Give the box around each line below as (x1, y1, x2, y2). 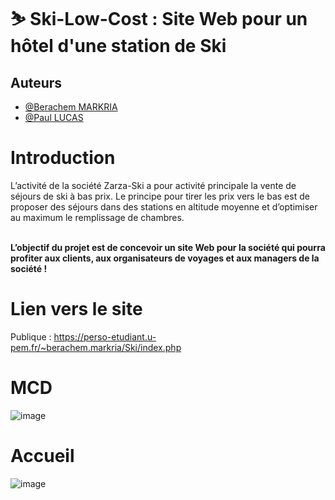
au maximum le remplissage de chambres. (10, 211, 185, 223)
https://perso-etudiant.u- (53, 330, 157, 343)
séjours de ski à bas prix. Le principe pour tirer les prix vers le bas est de (10, 190, 310, 202)
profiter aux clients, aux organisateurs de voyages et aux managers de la (10, 252, 320, 264)
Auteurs (10, 74, 63, 91)
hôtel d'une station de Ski (10, 35, 227, 58)
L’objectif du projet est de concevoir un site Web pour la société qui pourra (10, 241, 326, 253)
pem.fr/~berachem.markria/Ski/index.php (10, 341, 182, 353)
